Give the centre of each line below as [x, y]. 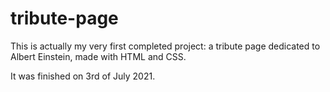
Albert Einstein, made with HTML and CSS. [98, 56]
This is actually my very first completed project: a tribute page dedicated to [165, 46]
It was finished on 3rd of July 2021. [83, 76]
